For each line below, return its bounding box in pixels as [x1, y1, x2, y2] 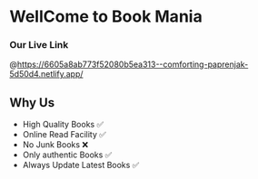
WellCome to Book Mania [9, 6, 203, 27]
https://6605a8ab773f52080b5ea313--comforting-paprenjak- [16, 59, 249, 70]
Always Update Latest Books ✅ [22, 160, 140, 171]
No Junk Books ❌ [22, 139, 89, 150]
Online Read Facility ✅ [22, 129, 106, 140]
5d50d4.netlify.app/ [9, 69, 84, 80]
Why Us [9, 95, 55, 110]
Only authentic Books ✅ [22, 149, 113, 160]
